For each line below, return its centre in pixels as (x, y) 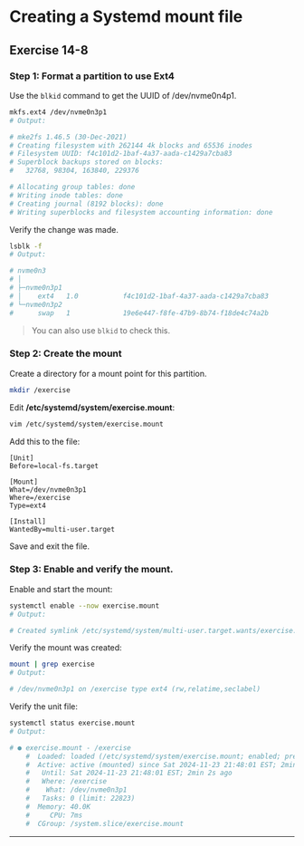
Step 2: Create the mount (66, 353)
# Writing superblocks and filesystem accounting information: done (141, 212)
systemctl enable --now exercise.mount (85, 606)
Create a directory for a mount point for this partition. (108, 373)
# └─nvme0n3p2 (36, 304)
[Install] (28, 521)
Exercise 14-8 (49, 50)
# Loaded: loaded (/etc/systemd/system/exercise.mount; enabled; (153, 756)
